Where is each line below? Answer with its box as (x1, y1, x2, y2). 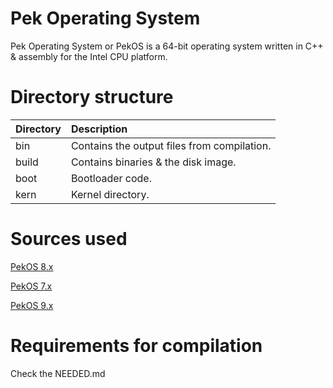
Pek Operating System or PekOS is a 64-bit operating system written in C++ (10, 40, 324, 52)
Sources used (10, 228, 128, 251)
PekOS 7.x (10, 280, 53, 292)
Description (70, 122, 128, 136)
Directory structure (10, 86, 174, 109)
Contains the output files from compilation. (70, 138, 272, 152)
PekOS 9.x (10, 299, 54, 311)
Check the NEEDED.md (10, 367, 106, 379)
